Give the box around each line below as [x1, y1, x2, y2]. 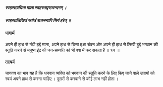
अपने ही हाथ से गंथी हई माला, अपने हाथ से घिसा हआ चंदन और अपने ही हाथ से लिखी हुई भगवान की [5, 41, 158, 47]
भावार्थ [5, 30, 15, 36]
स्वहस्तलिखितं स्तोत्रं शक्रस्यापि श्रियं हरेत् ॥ [5, 17, 71, 23]
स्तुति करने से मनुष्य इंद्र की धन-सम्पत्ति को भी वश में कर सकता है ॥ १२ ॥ [5, 47, 120, 53]
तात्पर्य [5, 59, 15, 65]
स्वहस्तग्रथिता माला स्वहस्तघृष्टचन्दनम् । [5, 4, 67, 10]
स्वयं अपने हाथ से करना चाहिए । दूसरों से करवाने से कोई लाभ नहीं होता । [5, 76, 119, 82]
